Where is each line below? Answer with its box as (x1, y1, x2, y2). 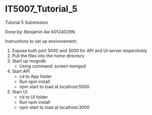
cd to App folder (19, 73, 52, 79)
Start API (12, 68, 30, 74)
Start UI (12, 89, 28, 95)
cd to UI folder (19, 94, 48, 100)
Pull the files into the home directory (12, 52, 85, 59)
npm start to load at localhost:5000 (19, 83, 90, 89)
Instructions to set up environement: (5, 38, 77, 44)
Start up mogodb (12, 58, 46, 64)
